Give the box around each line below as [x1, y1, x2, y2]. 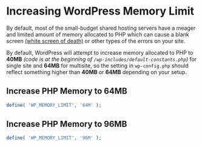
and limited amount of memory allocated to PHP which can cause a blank [6, 30, 189, 38]
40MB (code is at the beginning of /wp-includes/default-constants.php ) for [6, 55, 197, 63]
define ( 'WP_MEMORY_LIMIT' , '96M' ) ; [6, 135, 102, 141]
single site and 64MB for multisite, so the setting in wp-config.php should [6, 62, 189, 69]
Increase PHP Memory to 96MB [6, 119, 127, 129]
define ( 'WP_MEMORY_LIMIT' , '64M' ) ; [6, 102, 102, 108]
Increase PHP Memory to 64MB [6, 86, 127, 97]
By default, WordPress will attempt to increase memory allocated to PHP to [6, 49, 194, 56]
